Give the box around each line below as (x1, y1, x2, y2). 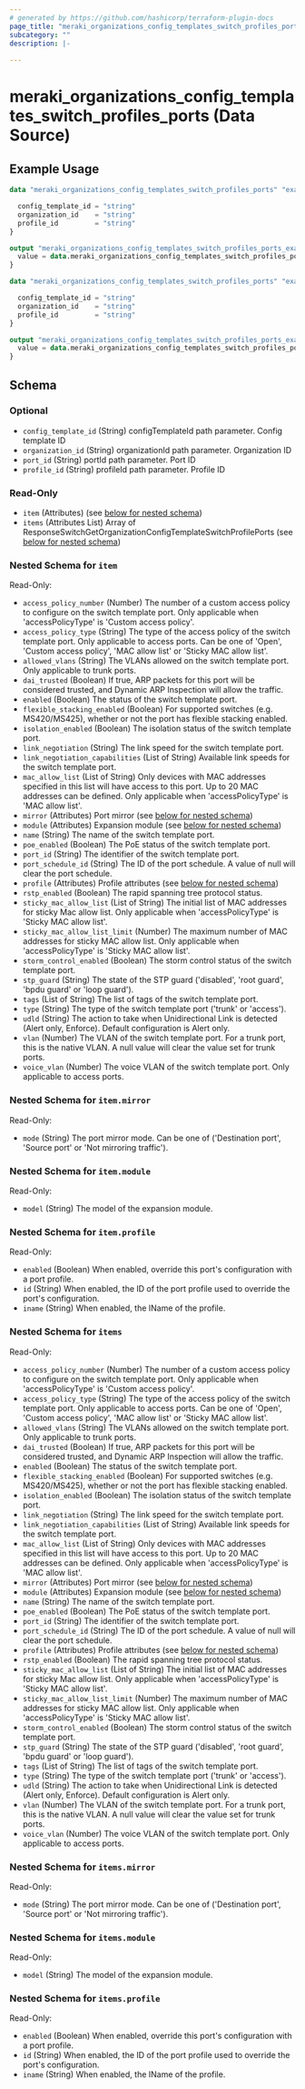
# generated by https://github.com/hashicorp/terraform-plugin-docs (9, 13, 274, 23)
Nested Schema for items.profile (9, 1993, 161, 2005)
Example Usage (9, 161, 100, 177)
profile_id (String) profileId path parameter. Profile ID (22, 463, 225, 474)
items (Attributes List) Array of (22, 517, 136, 528)
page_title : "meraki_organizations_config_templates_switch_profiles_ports (9, 22, 302, 31)
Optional (9, 404, 48, 417)
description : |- (9, 38, 71, 48)
